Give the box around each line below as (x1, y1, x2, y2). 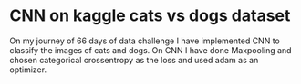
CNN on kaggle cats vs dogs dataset (9, 5, 291, 26)
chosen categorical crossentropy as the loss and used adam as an (9, 54, 259, 65)
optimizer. (9, 64, 47, 75)
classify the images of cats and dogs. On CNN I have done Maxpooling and (9, 44, 292, 55)
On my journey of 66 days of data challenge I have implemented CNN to (9, 35, 280, 46)
